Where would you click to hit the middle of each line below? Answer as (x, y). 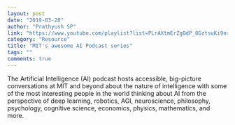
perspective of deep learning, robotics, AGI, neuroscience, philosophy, (109, 101)
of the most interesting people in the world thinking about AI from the (107, 93)
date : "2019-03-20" (36, 20)
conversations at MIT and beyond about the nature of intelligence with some (117, 86)
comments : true (29, 59)
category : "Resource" (39, 40)
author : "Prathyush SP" (42, 26)
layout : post (26, 14)
